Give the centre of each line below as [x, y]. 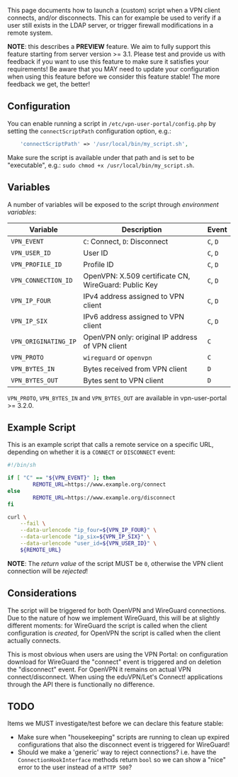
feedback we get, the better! [49, 84]
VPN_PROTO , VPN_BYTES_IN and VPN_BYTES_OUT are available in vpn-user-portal [117, 398]
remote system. [30, 33]
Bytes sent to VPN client [124, 380]
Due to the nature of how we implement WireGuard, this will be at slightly [114, 618]
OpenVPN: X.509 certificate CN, [137, 276]
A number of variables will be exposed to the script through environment [113, 204]
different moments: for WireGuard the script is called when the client [107, 625]
